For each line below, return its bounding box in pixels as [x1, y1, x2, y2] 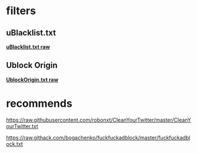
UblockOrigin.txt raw [6, 76, 59, 83]
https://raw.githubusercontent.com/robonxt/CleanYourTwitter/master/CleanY [6, 116, 191, 123]
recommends [6, 97, 72, 110]
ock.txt [6, 140, 24, 147]
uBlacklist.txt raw [6, 43, 50, 50]
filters [6, 4, 36, 18]
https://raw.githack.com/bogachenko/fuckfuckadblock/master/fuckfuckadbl [6, 134, 191, 141]
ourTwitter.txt [6, 122, 38, 129]
